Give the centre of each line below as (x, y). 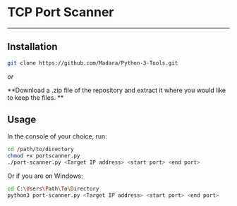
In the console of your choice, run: (57, 136)
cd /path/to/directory (41, 149)
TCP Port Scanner (61, 12)
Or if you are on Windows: (45, 176)
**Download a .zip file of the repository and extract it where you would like (117, 90)
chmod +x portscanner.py (44, 156)
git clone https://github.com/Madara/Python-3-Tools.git (93, 63)
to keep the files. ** (36, 97)
